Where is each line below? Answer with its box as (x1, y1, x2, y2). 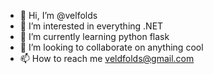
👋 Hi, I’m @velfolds (19, 10, 98, 21)
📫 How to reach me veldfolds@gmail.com (19, 53, 195, 64)
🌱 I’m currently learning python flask (19, 31, 170, 42)
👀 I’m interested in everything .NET (19, 20, 164, 32)
